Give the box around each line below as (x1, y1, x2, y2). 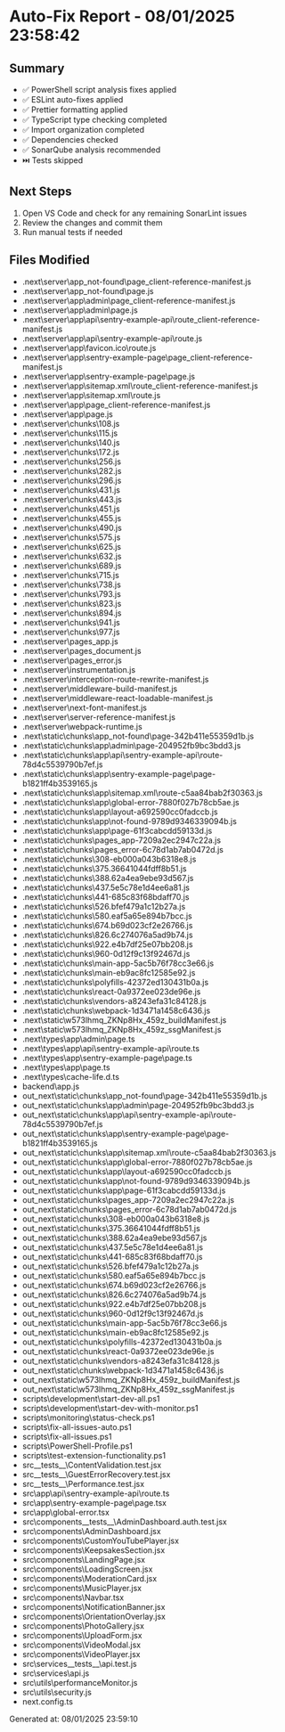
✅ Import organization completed (21, 125, 145, 135)
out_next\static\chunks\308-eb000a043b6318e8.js (21, 1213, 210, 1224)
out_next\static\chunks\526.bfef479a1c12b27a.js (21, 1261, 199, 1271)
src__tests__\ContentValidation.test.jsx (21, 1459, 162, 1470)
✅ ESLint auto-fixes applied (21, 94, 124, 104)
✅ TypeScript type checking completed (21, 114, 167, 125)
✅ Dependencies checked (21, 135, 118, 144)
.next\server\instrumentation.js (21, 664, 136, 674)
